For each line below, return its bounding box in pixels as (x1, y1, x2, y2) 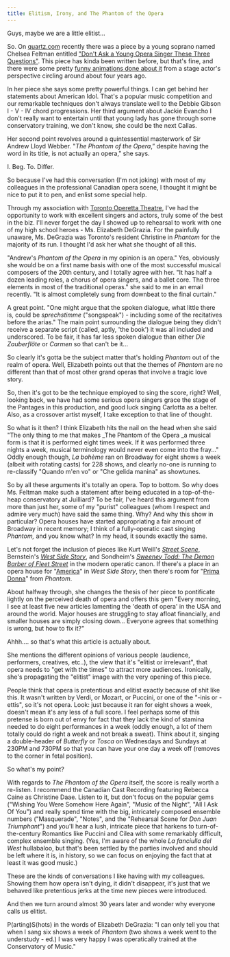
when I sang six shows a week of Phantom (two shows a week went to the (7, 927, 217, 936)
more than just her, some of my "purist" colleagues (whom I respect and (7, 502, 211, 510)
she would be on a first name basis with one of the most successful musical (7, 260, 221, 269)
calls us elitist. (7, 907, 47, 915)
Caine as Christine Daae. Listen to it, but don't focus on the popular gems (7, 793, 214, 801)
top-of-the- (182, 488, 216, 496)
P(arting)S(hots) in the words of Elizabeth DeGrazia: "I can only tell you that (7, 920, 220, 928)
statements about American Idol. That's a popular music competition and (7, 92, 213, 100)
